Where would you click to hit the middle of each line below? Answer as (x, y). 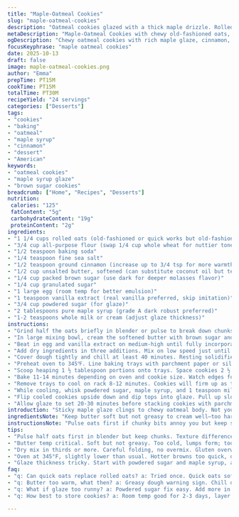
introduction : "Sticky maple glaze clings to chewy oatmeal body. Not (114, 410)
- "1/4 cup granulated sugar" (52, 285)
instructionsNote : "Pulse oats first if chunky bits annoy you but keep (117, 423)
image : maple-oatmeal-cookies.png (59, 67)
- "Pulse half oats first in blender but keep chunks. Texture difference (121, 436)
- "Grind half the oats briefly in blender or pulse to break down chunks (121, 331)
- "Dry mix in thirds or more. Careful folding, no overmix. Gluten (111, 450)
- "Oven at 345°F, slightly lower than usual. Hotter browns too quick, (117, 456)
